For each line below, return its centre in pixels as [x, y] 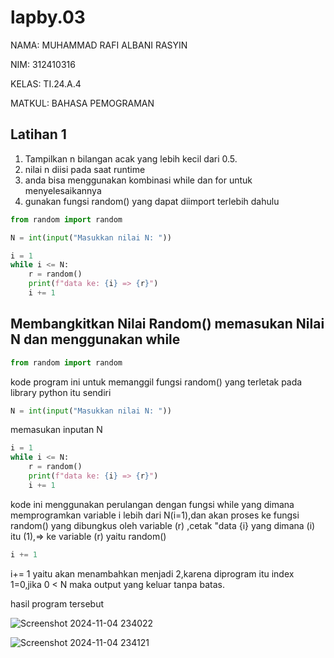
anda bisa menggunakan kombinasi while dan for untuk [138, 180]
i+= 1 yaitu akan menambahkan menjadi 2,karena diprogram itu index [152, 573]
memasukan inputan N [56, 430]
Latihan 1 [38, 134]
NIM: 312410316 [43, 64]
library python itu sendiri [61, 392]
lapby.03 [48, 17]
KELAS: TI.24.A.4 [46, 83]
